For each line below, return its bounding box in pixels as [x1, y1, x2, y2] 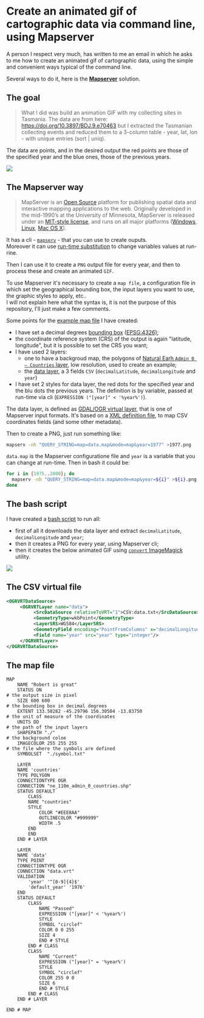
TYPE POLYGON [17, 772, 50, 779]
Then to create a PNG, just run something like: [6, 429, 121, 437]
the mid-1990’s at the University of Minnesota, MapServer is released [21, 211, 195, 219]
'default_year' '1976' [28, 885, 86, 891]
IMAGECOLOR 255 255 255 [17, 740, 78, 747]
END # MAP [6, 1007, 32, 1013]
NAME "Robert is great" [17, 682, 78, 688]
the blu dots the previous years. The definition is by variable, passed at [15, 387, 193, 394]
